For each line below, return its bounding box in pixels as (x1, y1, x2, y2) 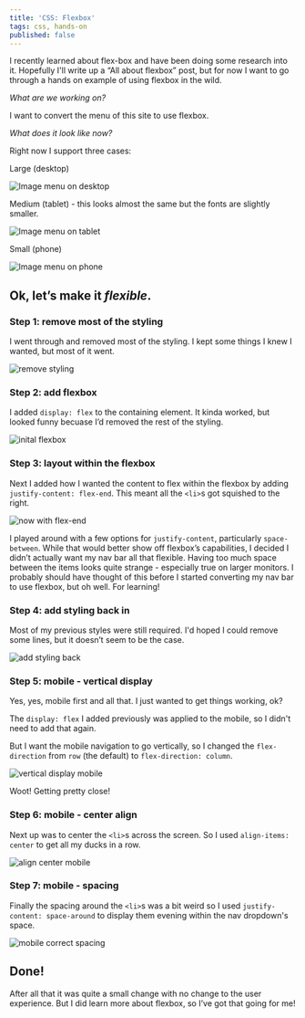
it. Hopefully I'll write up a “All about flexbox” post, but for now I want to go (9, 65, 290, 76)
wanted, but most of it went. (9, 346, 116, 357)
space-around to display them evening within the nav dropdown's (46, 909, 289, 920)
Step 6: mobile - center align (9, 809, 138, 822)
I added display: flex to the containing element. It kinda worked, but (9, 407, 270, 418)
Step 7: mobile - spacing (9, 879, 119, 892)
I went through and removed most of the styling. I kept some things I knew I (9, 336, 293, 347)
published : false (9, 30, 76, 39)
